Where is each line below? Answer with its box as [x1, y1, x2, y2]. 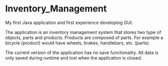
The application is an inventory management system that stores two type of [5, 29, 161, 35]
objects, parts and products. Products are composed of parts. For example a [5, 34, 163, 40]
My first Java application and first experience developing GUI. [5, 19, 133, 25]
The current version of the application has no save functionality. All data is [5, 49, 159, 55]
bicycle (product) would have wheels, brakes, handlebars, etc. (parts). [5, 39, 150, 45]
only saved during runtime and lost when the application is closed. [5, 54, 142, 60]
